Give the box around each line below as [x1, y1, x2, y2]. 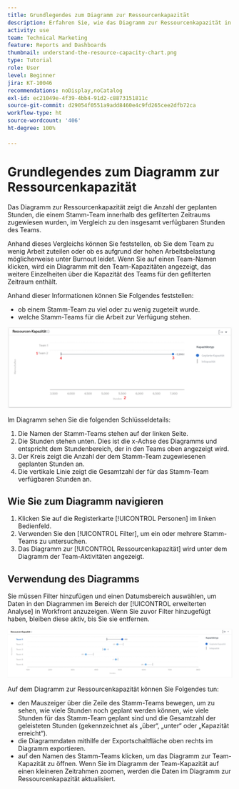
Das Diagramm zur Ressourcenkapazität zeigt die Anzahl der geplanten [7, 202, 218, 211]
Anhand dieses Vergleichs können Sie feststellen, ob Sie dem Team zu [7, 239, 214, 248]
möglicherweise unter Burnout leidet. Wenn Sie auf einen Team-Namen [7, 254, 217, 263]
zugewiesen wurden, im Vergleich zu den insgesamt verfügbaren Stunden [7, 218, 225, 227]
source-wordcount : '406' [7, 117, 81, 124]
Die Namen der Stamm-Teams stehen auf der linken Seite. [17, 429, 189, 437]
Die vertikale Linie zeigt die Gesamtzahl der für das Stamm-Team [17, 467, 209, 475]
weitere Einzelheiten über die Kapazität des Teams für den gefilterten [7, 269, 211, 278]
